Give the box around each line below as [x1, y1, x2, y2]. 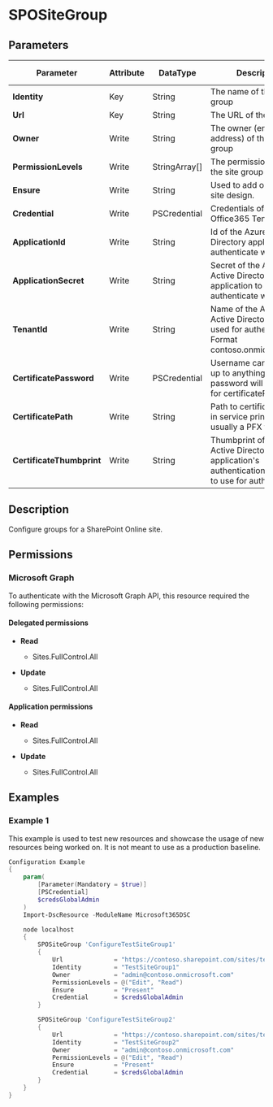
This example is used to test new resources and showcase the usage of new [8, 833, 264, 843]
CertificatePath [12, 411, 73, 422]
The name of [210, 86, 259, 97]
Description [8, 502, 69, 517]
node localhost [23, 925, 75, 934]
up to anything [210, 367, 266, 379]
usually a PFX [210, 421, 262, 432]
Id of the [210, 226, 243, 237]
